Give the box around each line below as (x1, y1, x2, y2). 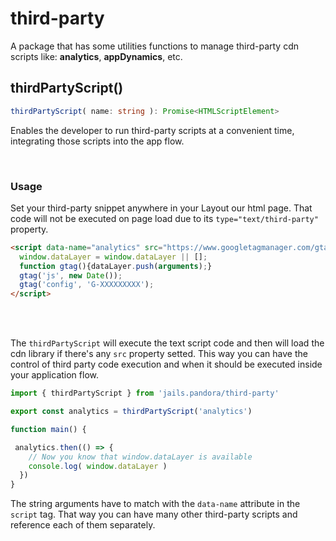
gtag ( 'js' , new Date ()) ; (19, 270, 123, 281)
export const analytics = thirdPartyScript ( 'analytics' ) (10, 407, 253, 417)
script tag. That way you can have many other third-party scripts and (10, 508, 298, 521)
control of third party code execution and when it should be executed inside (10, 358, 323, 371)
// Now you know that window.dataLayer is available (28, 452, 253, 462)
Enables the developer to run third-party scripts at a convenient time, (10, 124, 295, 136)
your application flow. (10, 369, 100, 381)
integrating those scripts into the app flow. (10, 135, 185, 147)
